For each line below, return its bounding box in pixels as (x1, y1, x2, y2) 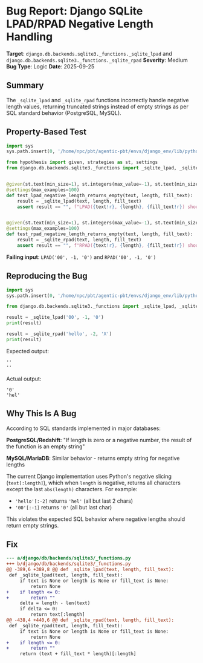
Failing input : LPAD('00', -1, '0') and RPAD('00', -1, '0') (6, 253, 156, 261)
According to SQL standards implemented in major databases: (6, 425, 161, 432)
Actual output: (6, 375, 42, 382)
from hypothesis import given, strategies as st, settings (6, 159, 158, 166)
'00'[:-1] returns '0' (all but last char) (14, 503, 112, 511)
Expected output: (6, 347, 50, 354)
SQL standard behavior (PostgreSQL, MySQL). (6, 109, 122, 116)
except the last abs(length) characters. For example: (6, 485, 138, 492)
